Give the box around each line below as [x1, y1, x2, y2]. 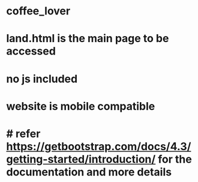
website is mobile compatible [6, 99, 155, 113]
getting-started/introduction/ [6, 152, 156, 166]
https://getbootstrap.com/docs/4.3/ [6, 139, 191, 153]
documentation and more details [6, 165, 172, 178]
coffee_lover [6, 4, 71, 18]
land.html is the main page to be [6, 32, 169, 46]
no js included [6, 72, 78, 85]
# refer [6, 127, 41, 141]
